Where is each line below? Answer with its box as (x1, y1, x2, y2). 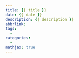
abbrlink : (5, 21, 27, 27)
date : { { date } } (5, 12, 42, 17)
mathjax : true (5, 45, 36, 50)
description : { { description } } (5, 17, 74, 22)
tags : (5, 26, 17, 31)
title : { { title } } (5, 7, 47, 13)
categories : (5, 36, 31, 41)
